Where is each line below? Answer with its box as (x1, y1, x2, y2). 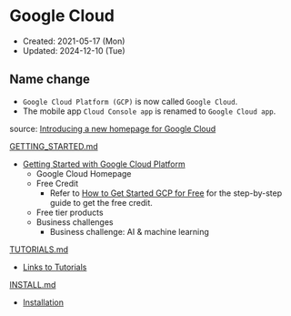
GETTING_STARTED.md (9, 140, 98, 151)
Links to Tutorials (22, 261, 87, 272)
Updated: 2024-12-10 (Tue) (22, 45, 125, 56)
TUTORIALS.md (9, 243, 68, 255)
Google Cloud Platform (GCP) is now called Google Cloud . (22, 96, 238, 107)
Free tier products (35, 207, 104, 218)
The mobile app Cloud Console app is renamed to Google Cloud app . (22, 106, 276, 117)
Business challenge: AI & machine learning (49, 226, 209, 237)
